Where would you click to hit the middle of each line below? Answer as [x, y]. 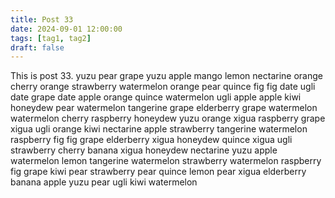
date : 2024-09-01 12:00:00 [66, 29]
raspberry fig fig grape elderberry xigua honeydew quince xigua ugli [151, 140]
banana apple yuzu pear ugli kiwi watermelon [104, 182]
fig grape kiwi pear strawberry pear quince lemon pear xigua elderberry [158, 172]
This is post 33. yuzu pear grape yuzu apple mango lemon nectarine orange [166, 76]
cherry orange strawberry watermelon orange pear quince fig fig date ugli [163, 87]
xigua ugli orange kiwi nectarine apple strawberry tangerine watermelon [159, 129]
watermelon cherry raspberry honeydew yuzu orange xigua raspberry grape [168, 118]
